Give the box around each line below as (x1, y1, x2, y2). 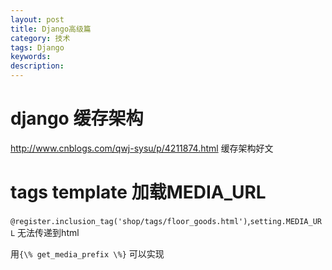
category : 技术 (10, 33, 71, 43)
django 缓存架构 (10, 107, 144, 130)
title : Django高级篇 (10, 24, 92, 34)
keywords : (10, 52, 52, 62)
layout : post (10, 14, 65, 25)
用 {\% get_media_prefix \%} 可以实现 (10, 247, 165, 260)
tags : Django (10, 42, 65, 53)
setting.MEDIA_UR (249, 216, 323, 226)
